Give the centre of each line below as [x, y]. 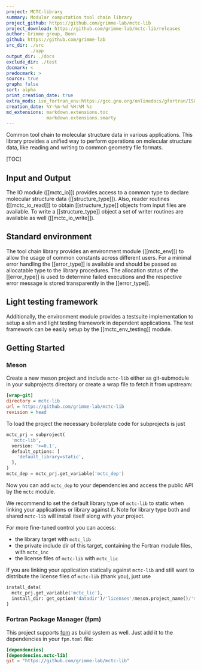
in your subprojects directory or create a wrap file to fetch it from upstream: [99, 384]
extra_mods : [21, 101]
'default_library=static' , [51, 457]
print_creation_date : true [40, 95]
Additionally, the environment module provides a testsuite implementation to [100, 316]
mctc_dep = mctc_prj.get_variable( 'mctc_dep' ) [65, 474]
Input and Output [39, 178]
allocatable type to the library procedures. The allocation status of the [92, 270]
